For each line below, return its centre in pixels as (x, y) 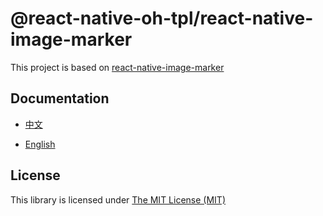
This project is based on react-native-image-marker (117, 67)
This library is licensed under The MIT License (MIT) (118, 199)
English (40, 144)
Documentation (60, 98)
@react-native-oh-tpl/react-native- (162, 18)
